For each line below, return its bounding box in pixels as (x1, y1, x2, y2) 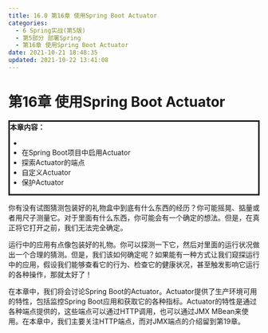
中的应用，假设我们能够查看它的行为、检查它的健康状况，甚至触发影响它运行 (8, 260, 260, 269)
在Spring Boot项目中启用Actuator (21, 147, 131, 157)
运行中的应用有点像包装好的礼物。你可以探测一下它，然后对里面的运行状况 (8, 240, 253, 249)
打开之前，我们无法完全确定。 (29, 222, 128, 232)
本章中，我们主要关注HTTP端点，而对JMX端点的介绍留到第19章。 (29, 316, 245, 326)
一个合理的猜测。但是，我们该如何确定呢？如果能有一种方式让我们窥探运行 (14, 249, 260, 259)
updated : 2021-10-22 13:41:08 (8, 57, 109, 65)
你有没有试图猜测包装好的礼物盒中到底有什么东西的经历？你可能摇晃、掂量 (8, 202, 253, 212)
